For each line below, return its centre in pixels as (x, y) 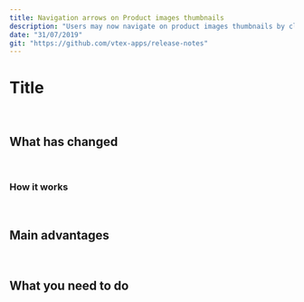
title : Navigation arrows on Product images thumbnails (117, 18)
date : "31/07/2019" (46, 34)
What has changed (64, 141)
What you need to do (69, 285)
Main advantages (60, 235)
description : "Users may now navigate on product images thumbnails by (147, 26)
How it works (39, 187)
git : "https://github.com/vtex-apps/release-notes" (109, 43)
